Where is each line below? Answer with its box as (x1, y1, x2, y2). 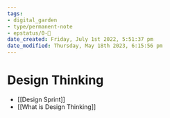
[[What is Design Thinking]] (17, 102, 96, 111)
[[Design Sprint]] (17, 95, 66, 103)
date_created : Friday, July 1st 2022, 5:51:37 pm (7, 36, 154, 43)
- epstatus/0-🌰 (7, 29, 51, 37)
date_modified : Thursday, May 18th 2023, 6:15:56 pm (7, 42, 163, 49)
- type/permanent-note (7, 23, 73, 30)
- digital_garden (7, 17, 58, 24)
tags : (7, 10, 23, 17)
